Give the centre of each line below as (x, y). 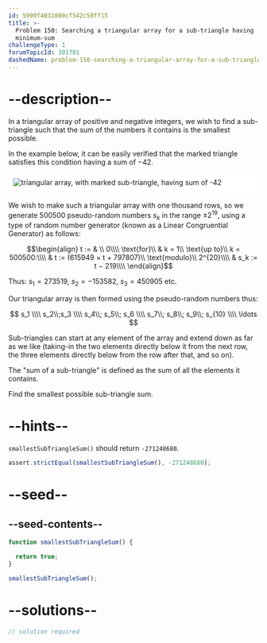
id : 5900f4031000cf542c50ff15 (58, 15)
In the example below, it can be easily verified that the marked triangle (123, 153)
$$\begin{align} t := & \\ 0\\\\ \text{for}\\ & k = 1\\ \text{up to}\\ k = (133, 249)
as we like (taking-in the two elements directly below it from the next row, (128, 347)
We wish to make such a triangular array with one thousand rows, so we (126, 205)
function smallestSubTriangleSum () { (71, 542)
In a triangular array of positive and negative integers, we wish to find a (125, 121)
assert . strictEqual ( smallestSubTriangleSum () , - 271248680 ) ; (110, 463)
